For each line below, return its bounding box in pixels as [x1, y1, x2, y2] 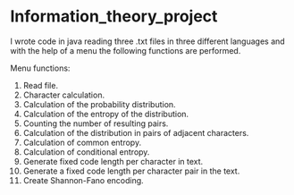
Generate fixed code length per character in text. [22, 156, 204, 166]
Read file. [22, 80, 59, 90]
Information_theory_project [10, 6, 218, 27]
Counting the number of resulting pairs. [22, 118, 169, 129]
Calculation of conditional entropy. [22, 146, 150, 157]
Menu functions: [10, 63, 71, 73]
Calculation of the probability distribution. [22, 98, 177, 109]
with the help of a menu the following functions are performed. [10, 45, 241, 55]
